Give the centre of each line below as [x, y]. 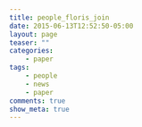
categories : [31, 51]
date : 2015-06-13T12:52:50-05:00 [71, 26]
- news [38, 84]
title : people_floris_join [59, 17]
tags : [19, 68]
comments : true [38, 101]
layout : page [33, 34]
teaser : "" [29, 42]
